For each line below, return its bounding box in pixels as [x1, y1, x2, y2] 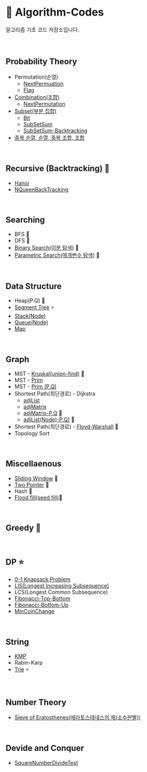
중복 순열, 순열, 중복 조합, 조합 [14, 134, 85, 141]
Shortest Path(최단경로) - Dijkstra [14, 390, 95, 397]
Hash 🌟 [14, 487, 32, 495]
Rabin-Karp [14, 659, 43, 666]
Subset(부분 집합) [14, 107, 57, 115]
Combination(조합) [14, 93, 60, 101]
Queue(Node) [14, 319, 49, 326]
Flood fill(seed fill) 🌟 [14, 493, 63, 501]
